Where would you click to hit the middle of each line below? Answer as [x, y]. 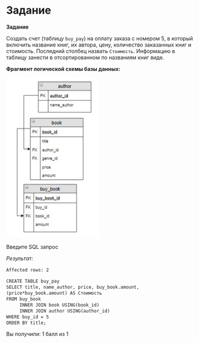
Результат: [20, 258]
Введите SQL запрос [32, 247]
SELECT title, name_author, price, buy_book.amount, [73, 287]
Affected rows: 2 [28, 270]
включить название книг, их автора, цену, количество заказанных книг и [99, 45]
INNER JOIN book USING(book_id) [59, 305]
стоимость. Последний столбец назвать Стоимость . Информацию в [91, 51]
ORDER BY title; [26, 323]
